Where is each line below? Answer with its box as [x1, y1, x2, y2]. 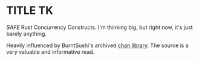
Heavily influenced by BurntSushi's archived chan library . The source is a [6, 42, 189, 49]
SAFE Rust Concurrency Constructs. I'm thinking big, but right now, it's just [6, 24, 193, 31]
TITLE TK [6, 4, 53, 18]
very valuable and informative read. [6, 48, 95, 55]
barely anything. [6, 30, 47, 37]
